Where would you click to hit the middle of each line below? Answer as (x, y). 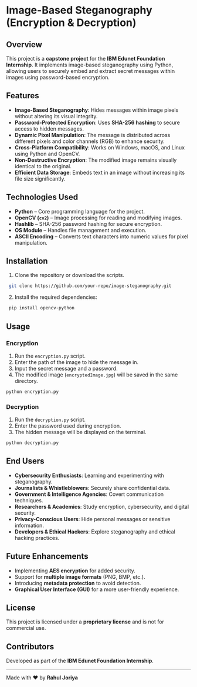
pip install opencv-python (42, 308)
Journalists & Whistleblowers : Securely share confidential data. (92, 488)
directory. (26, 381)
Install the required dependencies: (56, 297)
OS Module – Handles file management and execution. (80, 230)
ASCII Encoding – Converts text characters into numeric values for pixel (101, 236)
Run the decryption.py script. (50, 420)
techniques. (29, 500)
